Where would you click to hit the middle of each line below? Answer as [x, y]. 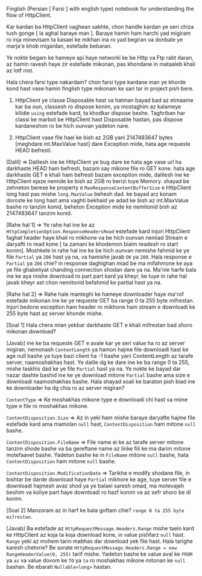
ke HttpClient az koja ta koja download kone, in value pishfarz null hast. [96, 535]
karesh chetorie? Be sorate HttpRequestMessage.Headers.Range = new [92, 547]
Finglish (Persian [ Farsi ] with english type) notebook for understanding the [100, 9]
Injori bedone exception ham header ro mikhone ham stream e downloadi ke [101, 307]
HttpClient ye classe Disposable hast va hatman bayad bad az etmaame [104, 100]
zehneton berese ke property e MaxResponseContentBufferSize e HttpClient [99, 187]
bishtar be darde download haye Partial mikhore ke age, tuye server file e [99, 479]
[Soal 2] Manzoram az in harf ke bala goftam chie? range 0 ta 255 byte [95, 510]
